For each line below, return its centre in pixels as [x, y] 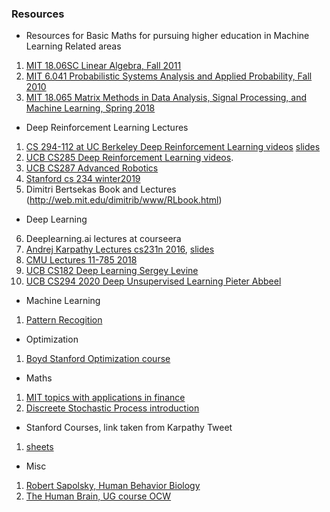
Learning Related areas [73, 46]
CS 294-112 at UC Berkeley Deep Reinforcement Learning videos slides [173, 147]
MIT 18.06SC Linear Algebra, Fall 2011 [103, 66]
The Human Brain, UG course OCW [98, 496]
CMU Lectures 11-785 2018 [81, 260]
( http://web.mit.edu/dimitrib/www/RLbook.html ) [124, 200]
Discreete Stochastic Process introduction [112, 408]
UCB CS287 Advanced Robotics [92, 168]
